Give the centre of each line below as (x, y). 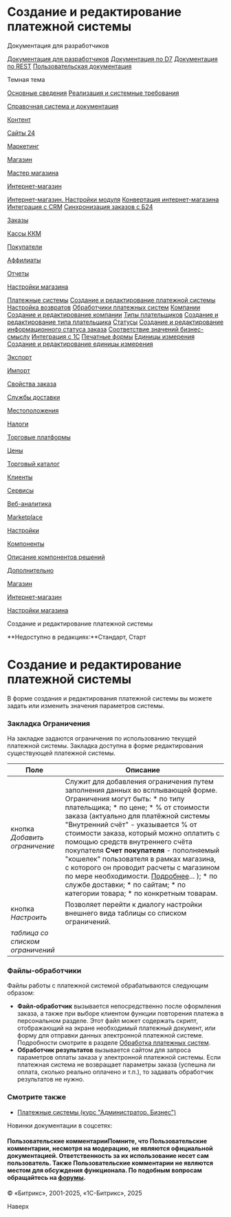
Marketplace (25, 517)
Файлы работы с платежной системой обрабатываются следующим (108, 986)
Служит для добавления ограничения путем (140, 782)
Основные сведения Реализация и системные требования (93, 93)
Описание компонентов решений (56, 557)
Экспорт (20, 357)
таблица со (30, 933)
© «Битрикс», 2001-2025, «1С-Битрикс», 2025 (75, 1193)
